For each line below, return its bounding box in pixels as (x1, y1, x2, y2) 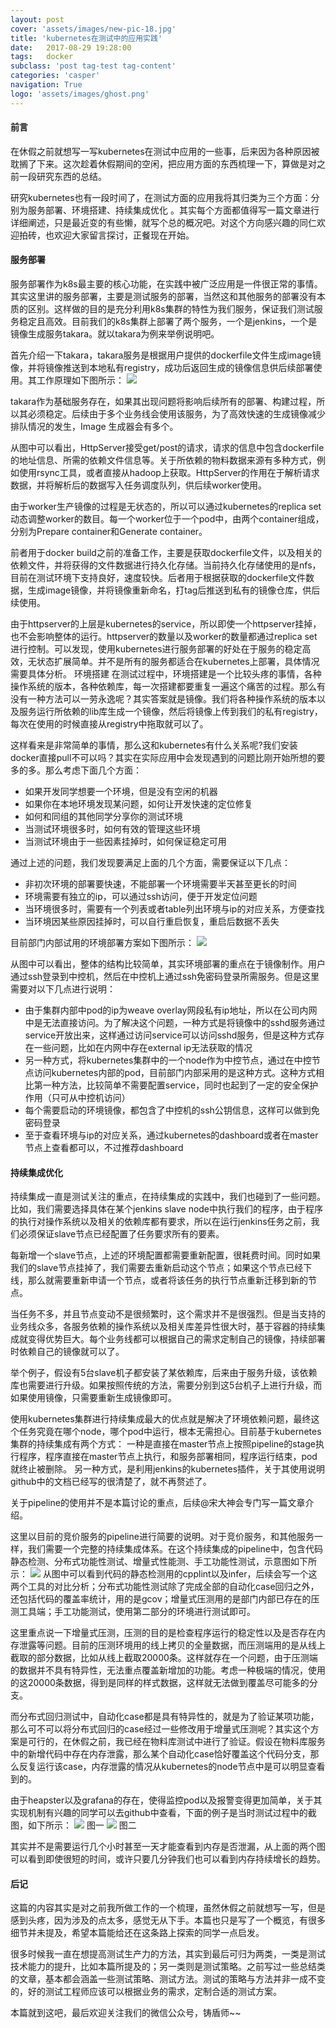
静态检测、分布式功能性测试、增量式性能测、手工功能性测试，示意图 (10, 1556, 291, 1568)
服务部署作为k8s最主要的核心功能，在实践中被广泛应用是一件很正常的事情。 (10, 278, 323, 290)
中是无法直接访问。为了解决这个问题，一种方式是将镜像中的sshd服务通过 (24, 1017, 326, 1029)
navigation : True (10, 80, 83, 90)
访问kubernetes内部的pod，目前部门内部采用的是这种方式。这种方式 (33, 1067, 316, 1079)
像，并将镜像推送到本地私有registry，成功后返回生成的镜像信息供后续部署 (10, 362, 314, 374)
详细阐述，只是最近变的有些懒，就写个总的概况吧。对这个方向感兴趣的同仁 (10, 216, 317, 228)
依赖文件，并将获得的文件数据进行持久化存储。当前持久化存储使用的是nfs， (10, 559, 322, 571)
